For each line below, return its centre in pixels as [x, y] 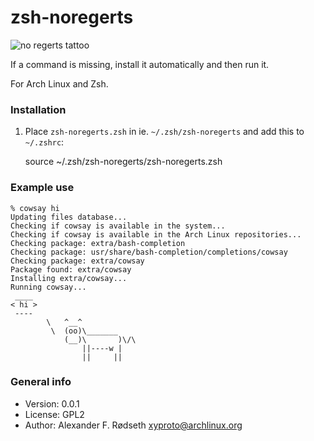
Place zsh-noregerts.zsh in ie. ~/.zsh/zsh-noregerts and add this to [164, 132]
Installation [38, 109]
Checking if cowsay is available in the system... [118, 226]
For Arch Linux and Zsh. [59, 83]
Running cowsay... [48, 287]
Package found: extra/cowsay [71, 269]
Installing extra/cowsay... [69, 278]
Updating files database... [69, 217]
